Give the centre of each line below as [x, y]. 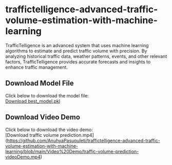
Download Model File [40, 83]
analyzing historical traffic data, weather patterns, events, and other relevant [86, 56]
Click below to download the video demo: [49, 130]
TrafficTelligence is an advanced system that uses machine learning [77, 45]
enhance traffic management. [37, 67]
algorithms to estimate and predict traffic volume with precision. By [76, 51]
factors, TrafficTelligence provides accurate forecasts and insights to [78, 61]
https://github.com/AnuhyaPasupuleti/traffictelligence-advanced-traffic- [83, 140]
